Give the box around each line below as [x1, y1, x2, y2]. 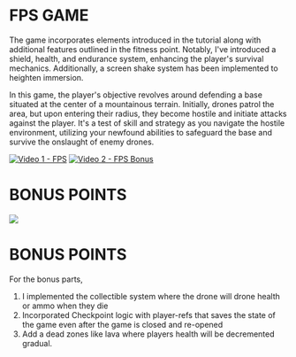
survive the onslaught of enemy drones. [9, 136, 155, 147]
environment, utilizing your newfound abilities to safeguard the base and [9, 127, 272, 137]
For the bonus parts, [9, 274, 84, 284]
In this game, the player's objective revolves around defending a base [9, 89, 263, 100]
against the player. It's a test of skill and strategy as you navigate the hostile [9, 117, 285, 128]
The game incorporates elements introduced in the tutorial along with [9, 35, 262, 45]
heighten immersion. [9, 72, 84, 82]
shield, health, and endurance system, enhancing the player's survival [9, 53, 264, 64]
